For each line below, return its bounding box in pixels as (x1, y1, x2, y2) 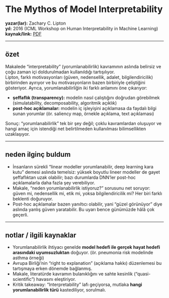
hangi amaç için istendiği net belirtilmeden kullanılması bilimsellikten (5, 126, 146, 132)
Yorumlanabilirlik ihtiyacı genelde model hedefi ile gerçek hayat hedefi (12, 244, 160, 250)
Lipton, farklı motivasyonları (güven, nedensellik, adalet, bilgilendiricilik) (5, 74, 153, 80)
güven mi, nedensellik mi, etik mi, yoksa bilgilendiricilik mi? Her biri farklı (12, 190, 162, 196)
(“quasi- (134, 271, 151, 277)
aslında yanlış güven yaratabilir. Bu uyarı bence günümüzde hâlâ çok (12, 206, 155, 212)
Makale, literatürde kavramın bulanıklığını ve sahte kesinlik (12, 271, 133, 277)
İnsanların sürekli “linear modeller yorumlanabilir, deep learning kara (12, 163, 153, 169)
